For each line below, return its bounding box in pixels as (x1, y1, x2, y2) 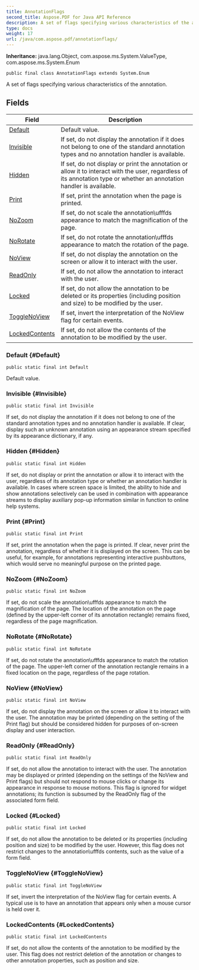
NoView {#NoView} (6, 683, 63, 692)
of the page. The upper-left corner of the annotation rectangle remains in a (6, 663, 189, 670)
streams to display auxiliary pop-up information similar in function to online (6, 496, 189, 503)
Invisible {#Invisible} (6, 390, 67, 398)
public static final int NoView (6, 697, 86, 703)
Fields (6, 98, 30, 108)
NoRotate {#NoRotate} (6, 632, 73, 641)
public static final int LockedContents (6, 934, 108, 940)
